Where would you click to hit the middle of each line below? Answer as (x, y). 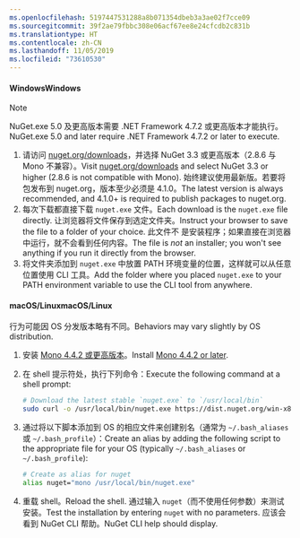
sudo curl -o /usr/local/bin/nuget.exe (97, 409)
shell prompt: (47, 384)
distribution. (31, 336)
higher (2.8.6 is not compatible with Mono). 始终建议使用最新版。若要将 (154, 178)
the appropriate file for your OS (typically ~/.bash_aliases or (134, 448)
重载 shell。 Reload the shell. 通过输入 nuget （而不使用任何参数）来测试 (153, 501)
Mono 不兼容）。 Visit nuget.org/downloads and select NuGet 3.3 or (145, 166)
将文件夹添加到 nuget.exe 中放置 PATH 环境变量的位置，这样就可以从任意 (157, 264)
